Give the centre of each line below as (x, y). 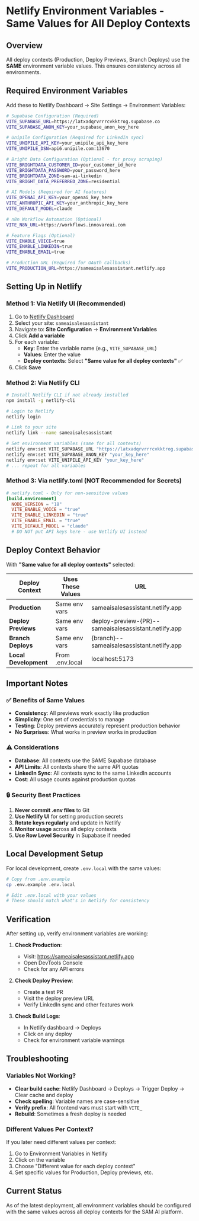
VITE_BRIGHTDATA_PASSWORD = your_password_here (63, 170)
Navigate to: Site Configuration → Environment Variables (86, 329)
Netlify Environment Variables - (85, 11)
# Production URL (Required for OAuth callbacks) (69, 263)
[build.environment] (32, 498)
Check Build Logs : (37, 1016)
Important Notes (37, 684)
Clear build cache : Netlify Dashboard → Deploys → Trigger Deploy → (99, 1088)
